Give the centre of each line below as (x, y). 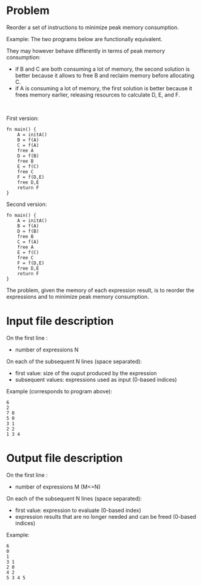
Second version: (27, 204)
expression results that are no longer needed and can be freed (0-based (106, 516)
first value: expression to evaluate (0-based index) (78, 510)
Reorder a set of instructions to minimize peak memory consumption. (93, 27)
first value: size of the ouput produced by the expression (86, 373)
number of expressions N (47, 350)
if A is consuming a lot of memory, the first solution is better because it (103, 88)
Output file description (65, 458)
